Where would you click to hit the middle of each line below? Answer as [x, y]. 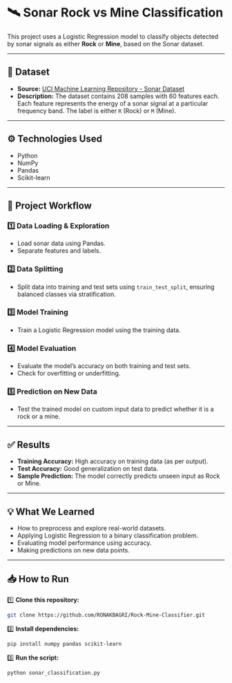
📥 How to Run [38, 579]
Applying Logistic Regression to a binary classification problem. [108, 536]
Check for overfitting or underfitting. [69, 374]
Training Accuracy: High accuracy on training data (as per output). [113, 461]
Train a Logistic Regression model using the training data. [99, 330]
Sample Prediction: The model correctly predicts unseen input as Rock [118, 476]
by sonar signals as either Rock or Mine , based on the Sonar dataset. [106, 44]
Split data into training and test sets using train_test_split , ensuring [116, 287]
